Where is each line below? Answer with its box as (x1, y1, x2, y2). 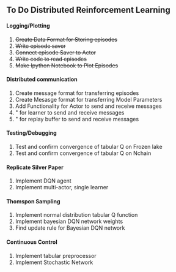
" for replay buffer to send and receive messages (15, 115, 139, 123)
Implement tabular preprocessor (15, 252, 97, 259)
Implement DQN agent (15, 177, 71, 184)
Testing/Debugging (6, 129, 57, 137)
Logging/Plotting (6, 21, 50, 29)
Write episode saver (15, 42, 66, 50)
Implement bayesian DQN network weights (15, 217, 123, 225)
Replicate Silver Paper (6, 164, 64, 171)
